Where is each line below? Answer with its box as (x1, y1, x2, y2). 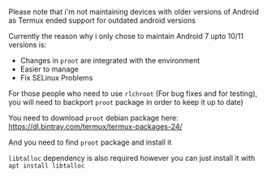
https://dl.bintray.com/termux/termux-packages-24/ (8, 122, 183, 131)
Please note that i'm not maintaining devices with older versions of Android (8, 7, 260, 16)
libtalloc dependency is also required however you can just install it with (8, 154, 256, 163)
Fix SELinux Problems (19, 73, 93, 82)
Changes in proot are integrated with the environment (19, 56, 200, 65)
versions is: (8, 40, 47, 50)
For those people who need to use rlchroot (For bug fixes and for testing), (8, 89, 258, 98)
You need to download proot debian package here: (8, 113, 179, 123)
